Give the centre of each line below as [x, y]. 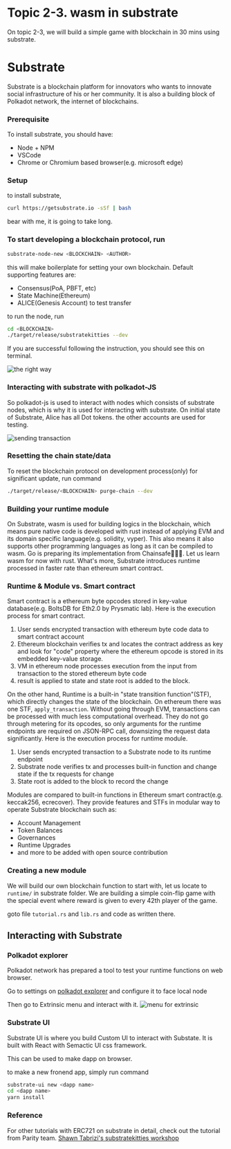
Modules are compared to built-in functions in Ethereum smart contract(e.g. [115, 795]
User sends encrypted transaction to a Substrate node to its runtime [114, 752]
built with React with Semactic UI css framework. [77, 1045]
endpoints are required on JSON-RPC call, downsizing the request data [109, 731]
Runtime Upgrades [44, 845]
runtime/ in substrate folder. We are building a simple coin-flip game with [111, 893]
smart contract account [50, 637]
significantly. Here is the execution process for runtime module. [98, 738]
